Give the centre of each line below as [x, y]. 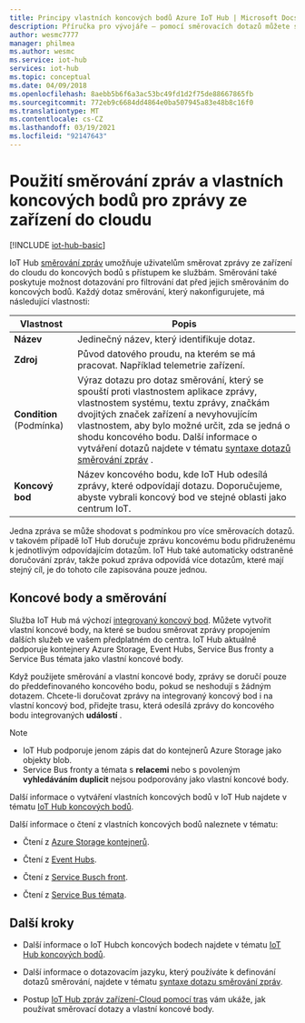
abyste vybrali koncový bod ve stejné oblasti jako [182, 496]
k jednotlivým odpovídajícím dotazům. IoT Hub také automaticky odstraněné [151, 550]
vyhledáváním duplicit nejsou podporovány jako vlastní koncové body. [155, 779]
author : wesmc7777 [44, 35]
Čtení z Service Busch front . [75, 877]
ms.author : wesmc [42, 52]
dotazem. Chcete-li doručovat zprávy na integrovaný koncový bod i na [141, 696]
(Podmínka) [39, 426]
